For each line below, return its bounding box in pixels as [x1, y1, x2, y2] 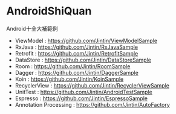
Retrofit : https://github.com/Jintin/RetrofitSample [15, 49, 139, 57]
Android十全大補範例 [6, 25, 58, 32]
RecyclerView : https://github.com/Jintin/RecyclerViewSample [15, 81, 169, 89]
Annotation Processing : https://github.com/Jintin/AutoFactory [15, 101, 171, 108]
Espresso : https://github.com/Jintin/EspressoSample [15, 95, 148, 102]
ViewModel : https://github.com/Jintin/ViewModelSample [15, 37, 158, 44]
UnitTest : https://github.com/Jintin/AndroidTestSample [15, 88, 152, 95]
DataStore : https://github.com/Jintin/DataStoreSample [15, 56, 151, 63]
